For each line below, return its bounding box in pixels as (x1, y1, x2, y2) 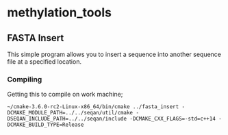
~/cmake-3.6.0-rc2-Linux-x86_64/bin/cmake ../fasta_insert (7, 103, 179, 110)
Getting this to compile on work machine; (7, 90, 123, 99)
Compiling (7, 74, 42, 84)
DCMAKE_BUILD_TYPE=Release (7, 121, 84, 128)
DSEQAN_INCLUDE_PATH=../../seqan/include (7, 115, 127, 123)
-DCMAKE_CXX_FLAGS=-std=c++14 (129, 115, 216, 123)
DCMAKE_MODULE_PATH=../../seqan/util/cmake (7, 110, 134, 116)
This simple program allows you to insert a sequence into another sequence (7, 50, 221, 58)
